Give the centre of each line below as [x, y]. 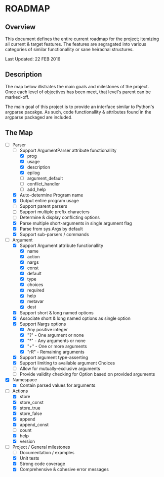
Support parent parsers [43, 206]
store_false [31, 413]
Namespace [24, 380]
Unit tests [29, 458]
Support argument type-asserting [54, 357]
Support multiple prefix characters [55, 212]
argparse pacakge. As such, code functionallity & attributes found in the [78, 112]
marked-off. [17, 97]
